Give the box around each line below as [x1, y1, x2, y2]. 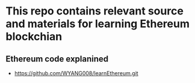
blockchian [5, 30, 63, 43]
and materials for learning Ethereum [5, 17, 190, 31]
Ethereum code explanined [5, 54, 109, 64]
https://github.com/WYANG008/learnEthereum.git [14, 70, 139, 76]
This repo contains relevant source [5, 4, 184, 18]
